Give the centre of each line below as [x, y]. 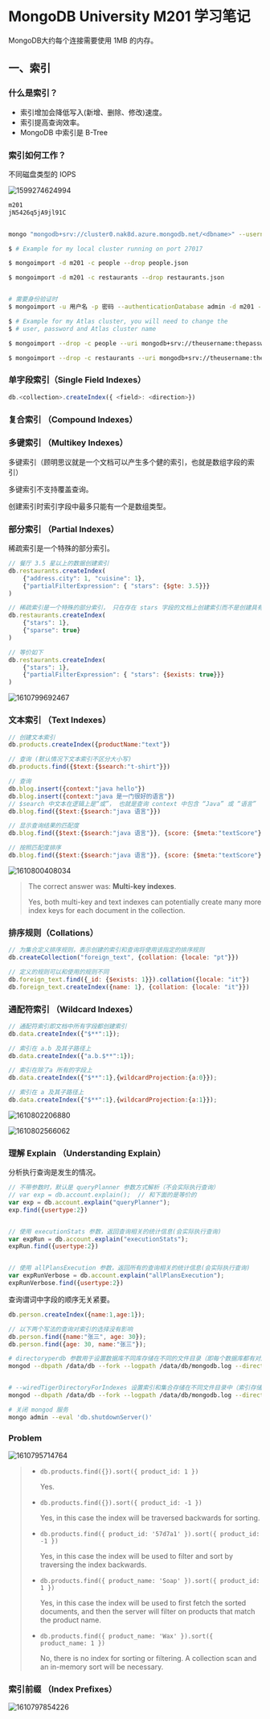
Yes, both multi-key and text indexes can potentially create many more [145, 902]
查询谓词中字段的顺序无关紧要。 [61, 1299]
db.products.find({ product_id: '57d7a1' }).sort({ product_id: [150, 1534]
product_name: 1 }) [73, 1643]
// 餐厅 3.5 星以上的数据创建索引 [59, 564]
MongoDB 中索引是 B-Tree [64, 132]
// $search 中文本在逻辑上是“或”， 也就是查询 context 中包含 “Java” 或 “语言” [133, 804]
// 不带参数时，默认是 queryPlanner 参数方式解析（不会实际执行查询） [114, 1188]
